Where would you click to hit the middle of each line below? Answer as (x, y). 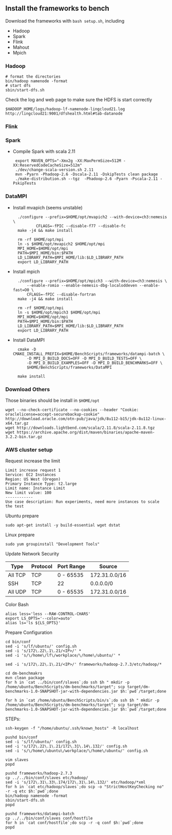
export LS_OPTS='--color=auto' (39, 619)
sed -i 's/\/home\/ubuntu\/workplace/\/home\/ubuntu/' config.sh (77, 751)
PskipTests (24, 184)
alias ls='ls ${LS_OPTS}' (33, 623)
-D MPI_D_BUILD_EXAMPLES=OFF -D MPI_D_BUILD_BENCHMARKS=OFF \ (94, 363)
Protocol (42, 567)
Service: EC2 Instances (31, 475)
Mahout (21, 47)
